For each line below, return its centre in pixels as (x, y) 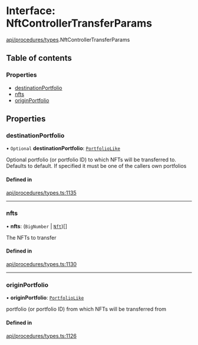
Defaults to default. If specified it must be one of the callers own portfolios (96, 166)
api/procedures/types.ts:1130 (42, 264)
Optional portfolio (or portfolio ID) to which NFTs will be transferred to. (91, 160)
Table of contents (39, 58)
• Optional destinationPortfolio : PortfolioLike (63, 148)
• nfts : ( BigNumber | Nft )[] (37, 226)
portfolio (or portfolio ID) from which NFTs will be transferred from (86, 309)
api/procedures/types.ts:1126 (41, 336)
